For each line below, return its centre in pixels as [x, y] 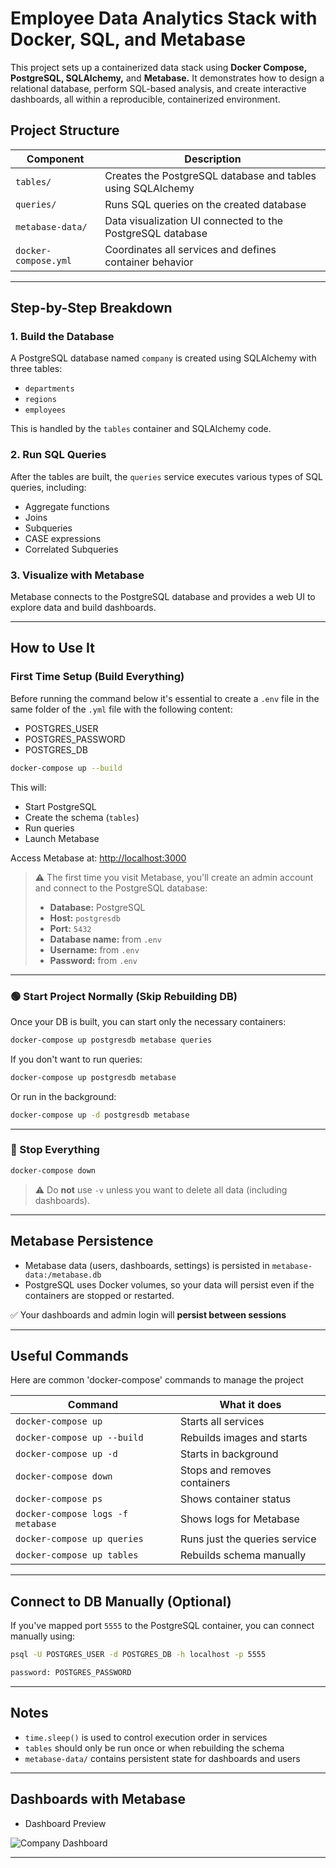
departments [49, 389]
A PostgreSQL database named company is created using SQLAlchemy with [163, 358]
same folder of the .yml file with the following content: [121, 709]
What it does [250, 1405]
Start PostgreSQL [60, 806]
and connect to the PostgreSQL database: [121, 888]
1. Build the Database [62, 337]
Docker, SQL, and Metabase [128, 39]
